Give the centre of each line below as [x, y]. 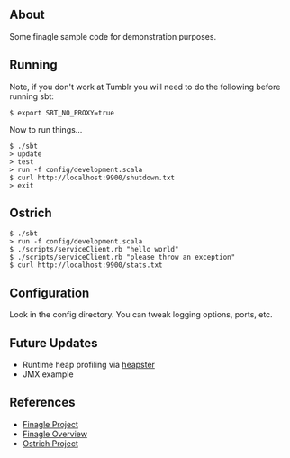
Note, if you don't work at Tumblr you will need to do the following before [145, 87]
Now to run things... [46, 129]
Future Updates [54, 343]
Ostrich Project [50, 443]
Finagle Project [50, 424]
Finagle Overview [55, 434]
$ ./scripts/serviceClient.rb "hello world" [94, 250]
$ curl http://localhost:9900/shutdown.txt [92, 178]
